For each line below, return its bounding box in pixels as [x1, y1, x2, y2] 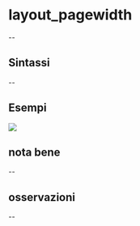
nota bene [8, 145, 61, 159]
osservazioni [8, 190, 75, 204]
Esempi [8, 101, 47, 115]
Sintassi [8, 56, 50, 70]
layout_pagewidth [8, 6, 133, 24]
